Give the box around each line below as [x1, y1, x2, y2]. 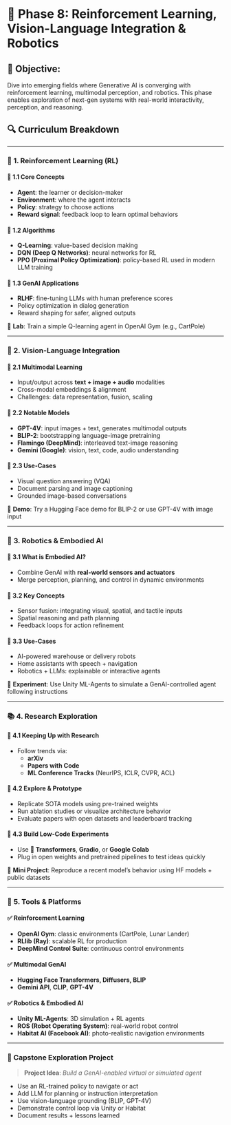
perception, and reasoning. [7, 103, 84, 111]
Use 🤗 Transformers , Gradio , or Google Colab [16, 845, 149, 853]
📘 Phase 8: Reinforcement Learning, [7, 6, 217, 22]
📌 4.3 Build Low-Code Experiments [7, 830, 109, 839]
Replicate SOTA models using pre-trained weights [16, 799, 159, 808]
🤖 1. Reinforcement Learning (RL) [7, 156, 119, 165]
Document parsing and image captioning [16, 484, 133, 492]
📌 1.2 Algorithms [7, 226, 56, 234]
